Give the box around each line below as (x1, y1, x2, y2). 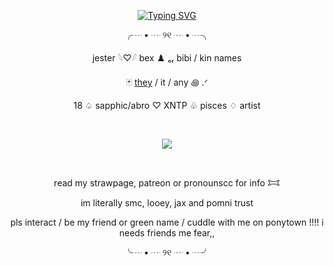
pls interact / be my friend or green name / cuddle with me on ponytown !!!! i (10, 216, 324, 228)
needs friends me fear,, (118, 227, 216, 239)
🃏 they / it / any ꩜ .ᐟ (125, 76, 209, 88)
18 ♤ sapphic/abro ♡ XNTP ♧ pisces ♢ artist (73, 100, 261, 111)
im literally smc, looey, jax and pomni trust (80, 197, 254, 209)
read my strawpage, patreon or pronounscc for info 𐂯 (53, 177, 281, 189)
